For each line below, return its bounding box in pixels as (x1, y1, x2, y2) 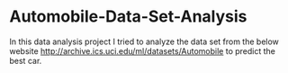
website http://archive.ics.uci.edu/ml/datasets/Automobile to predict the (9, 45, 276, 56)
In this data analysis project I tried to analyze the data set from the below (9, 36, 279, 47)
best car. (9, 55, 42, 66)
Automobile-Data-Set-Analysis (9, 6, 247, 27)
